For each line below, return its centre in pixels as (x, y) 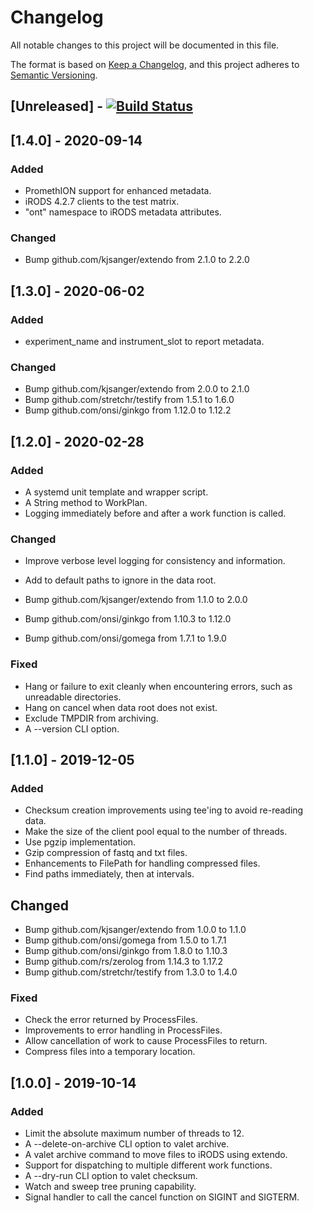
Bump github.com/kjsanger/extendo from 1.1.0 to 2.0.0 (136, 600)
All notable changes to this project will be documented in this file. (145, 45)
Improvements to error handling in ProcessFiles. (123, 1030)
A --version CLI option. (72, 728)
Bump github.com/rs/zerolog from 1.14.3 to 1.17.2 (124, 962)
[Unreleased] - (57, 106)
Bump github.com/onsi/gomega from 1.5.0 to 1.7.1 (125, 940)
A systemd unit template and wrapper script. (116, 492)
